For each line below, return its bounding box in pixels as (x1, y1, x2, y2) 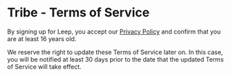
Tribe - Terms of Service (7, 5, 150, 21)
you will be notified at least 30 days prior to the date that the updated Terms (7, 55, 224, 63)
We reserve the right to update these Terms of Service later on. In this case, (7, 48, 223, 56)
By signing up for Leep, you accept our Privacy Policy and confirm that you (7, 27, 221, 36)
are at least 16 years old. (7, 34, 77, 42)
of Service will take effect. (7, 62, 82, 71)
